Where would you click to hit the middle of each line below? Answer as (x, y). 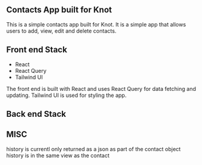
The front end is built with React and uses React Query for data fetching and (101, 89)
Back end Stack (36, 114)
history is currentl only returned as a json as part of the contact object (93, 149)
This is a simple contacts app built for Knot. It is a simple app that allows (96, 24)
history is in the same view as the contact (58, 155)
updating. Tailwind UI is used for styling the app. (67, 95)
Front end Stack (37, 50)
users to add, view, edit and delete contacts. (61, 31)
